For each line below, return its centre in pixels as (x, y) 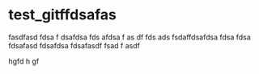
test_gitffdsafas (63, 15)
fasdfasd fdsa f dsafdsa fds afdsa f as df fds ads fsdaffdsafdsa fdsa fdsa (129, 37)
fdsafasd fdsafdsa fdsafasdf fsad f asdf (74, 45)
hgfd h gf (24, 61)
